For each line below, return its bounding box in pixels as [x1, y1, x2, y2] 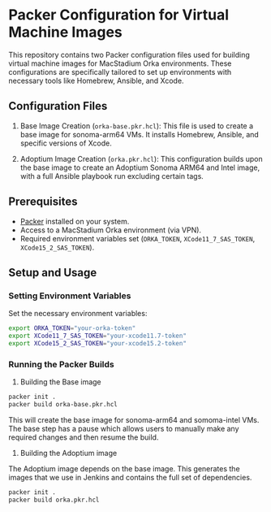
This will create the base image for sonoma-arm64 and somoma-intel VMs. [8, 414, 260, 424]
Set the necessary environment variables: [8, 309, 148, 319]
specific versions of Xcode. [19, 138, 112, 148]
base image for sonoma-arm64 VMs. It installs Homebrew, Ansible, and [19, 129, 260, 139]
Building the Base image [19, 377, 101, 387]
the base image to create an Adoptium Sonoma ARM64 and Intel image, [19, 163, 260, 172]
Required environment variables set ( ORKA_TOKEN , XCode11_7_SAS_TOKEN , [19, 233, 256, 243]
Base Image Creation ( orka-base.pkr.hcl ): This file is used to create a [19, 120, 254, 131]
